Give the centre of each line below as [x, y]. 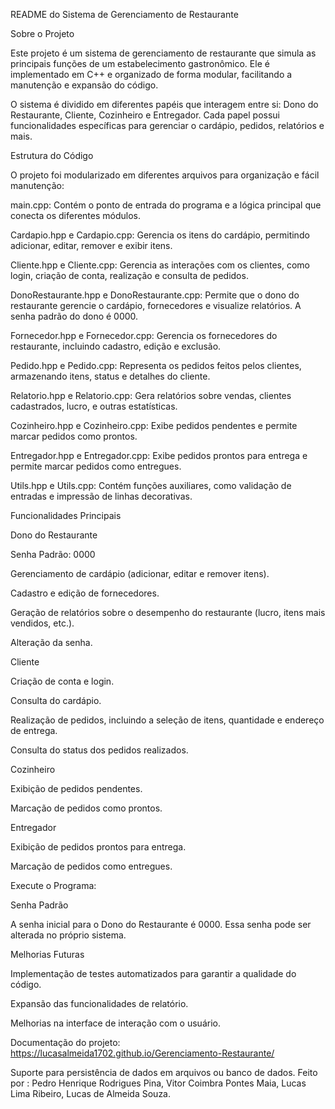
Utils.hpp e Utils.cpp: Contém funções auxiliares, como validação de [151, 485]
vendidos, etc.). [42, 623]
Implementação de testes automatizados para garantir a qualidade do [153, 973]
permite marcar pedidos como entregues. [96, 466]
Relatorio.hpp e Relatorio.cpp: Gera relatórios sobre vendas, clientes [151, 395]
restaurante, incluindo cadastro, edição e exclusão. [116, 346]
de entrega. [34, 730]
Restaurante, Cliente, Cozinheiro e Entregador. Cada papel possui [145, 115]
